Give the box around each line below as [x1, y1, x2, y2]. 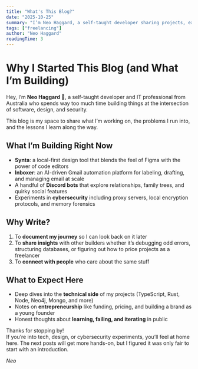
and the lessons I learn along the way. [6, 123, 98, 130]
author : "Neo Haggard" [6, 31, 62, 37]
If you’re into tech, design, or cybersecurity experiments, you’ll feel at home [6, 334, 190, 341]
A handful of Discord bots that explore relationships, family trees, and [14, 181, 184, 189]
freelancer [14, 252, 40, 259]
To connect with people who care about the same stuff [14, 258, 150, 265]
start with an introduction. [6, 346, 69, 353]
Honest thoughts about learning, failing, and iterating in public [14, 316, 168, 323]
